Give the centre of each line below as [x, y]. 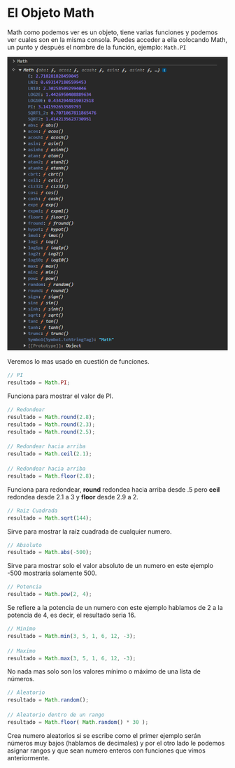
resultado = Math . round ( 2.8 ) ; [51, 417]
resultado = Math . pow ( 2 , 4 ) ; [50, 595]
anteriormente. [29, 758]
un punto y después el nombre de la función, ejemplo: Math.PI [97, 47]
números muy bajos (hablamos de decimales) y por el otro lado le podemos [116, 743]
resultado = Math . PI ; [39, 383]
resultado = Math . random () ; [48, 700]
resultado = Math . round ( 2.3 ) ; [51, 425]
